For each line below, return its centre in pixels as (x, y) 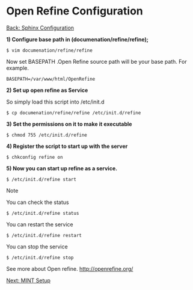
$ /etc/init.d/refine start (41, 179)
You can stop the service (37, 246)
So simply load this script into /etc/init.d (55, 102)
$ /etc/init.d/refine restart (44, 235)
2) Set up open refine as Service (47, 90)
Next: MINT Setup (29, 280)
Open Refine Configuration (75, 11)
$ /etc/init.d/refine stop (40, 258)
